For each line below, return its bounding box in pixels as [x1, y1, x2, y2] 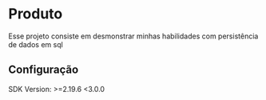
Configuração [8, 63, 79, 77]
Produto [8, 5, 63, 23]
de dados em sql [8, 39, 64, 49]
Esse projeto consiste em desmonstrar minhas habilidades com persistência [8, 31, 259, 41]
